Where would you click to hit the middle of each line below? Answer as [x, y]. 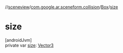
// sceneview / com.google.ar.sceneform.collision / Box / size [61, 7]
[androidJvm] [19, 40]
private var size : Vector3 [29, 45]
